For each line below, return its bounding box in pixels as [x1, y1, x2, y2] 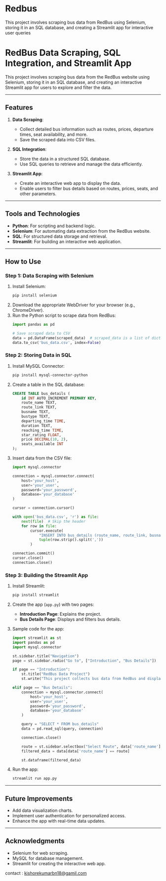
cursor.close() [12, 555, 44, 561]
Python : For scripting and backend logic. [12, 223, 96, 229]
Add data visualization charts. [12, 807, 73, 813]
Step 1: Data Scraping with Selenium [5, 272, 94, 279]
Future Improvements [5, 794, 73, 803]
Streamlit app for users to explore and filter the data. [5, 84, 112, 90]
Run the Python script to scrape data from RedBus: [12, 312, 116, 319]
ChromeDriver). [12, 307, 44, 313]
